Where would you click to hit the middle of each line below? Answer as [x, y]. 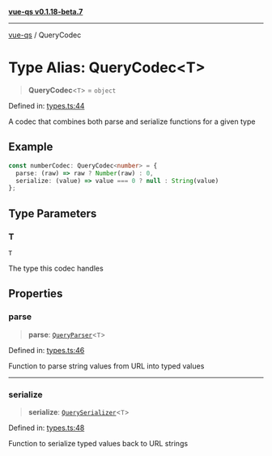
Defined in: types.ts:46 [47, 350]
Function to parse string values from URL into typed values [106, 366]
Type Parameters [53, 213]
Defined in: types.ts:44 [47, 105]
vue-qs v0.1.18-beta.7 [46, 12]
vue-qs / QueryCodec [45, 35]
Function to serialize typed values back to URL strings [98, 443]
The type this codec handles [56, 268]
